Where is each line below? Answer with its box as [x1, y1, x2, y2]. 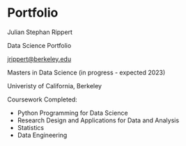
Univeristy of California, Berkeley [7, 81, 102, 90]
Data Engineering [17, 131, 68, 139]
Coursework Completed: [7, 95, 78, 104]
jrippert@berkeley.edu [7, 54, 72, 63]
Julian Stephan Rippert [7, 28, 73, 36]
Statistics [17, 123, 45, 131]
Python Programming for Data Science [17, 108, 128, 117]
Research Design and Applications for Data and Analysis [17, 116, 180, 124]
